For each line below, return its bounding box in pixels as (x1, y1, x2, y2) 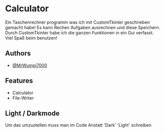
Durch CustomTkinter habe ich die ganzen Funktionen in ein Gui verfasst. (5, 30, 154, 35)
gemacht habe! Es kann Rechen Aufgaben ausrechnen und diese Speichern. (5, 24, 161, 30)
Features (5, 77, 33, 85)
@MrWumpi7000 (12, 62, 47, 68)
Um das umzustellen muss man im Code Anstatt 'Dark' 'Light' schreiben (5, 122, 152, 128)
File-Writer (12, 95, 34, 101)
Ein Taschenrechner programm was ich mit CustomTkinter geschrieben (5, 19, 150, 25)
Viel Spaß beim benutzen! (5, 35, 58, 41)
